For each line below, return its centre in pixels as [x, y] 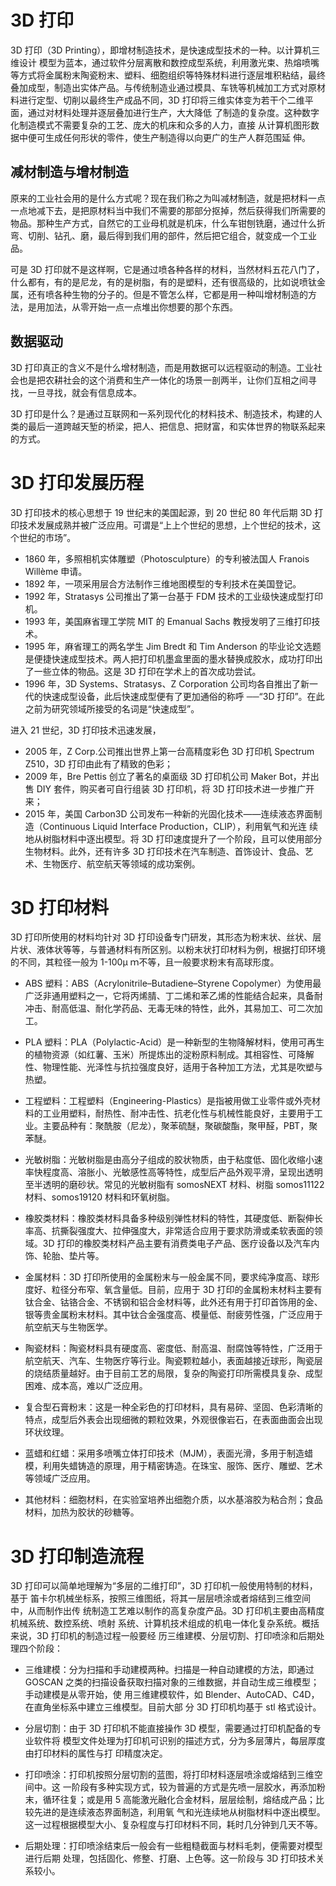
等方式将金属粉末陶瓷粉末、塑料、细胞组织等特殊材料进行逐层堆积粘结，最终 [168, 75]
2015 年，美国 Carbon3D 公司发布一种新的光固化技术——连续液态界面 [169, 813]
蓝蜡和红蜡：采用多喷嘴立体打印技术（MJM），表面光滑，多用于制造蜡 [169, 1453]
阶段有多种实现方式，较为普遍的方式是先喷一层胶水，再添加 [194, 1787]
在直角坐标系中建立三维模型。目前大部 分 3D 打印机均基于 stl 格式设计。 [173, 1707]
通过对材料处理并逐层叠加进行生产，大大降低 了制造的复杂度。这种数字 [173, 112]
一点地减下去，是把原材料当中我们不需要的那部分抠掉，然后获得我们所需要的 [168, 210]
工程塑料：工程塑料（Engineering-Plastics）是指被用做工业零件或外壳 [168, 1101]
